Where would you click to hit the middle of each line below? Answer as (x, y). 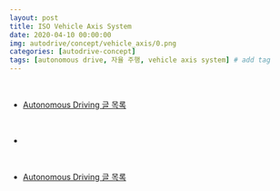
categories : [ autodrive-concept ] (73, 52)
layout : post (34, 18)
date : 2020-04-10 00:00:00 (60, 35)
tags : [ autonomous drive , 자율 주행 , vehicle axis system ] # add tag (140, 60)
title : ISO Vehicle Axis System (70, 26)
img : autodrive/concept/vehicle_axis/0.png (93, 43)
